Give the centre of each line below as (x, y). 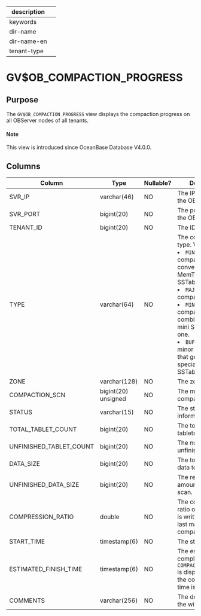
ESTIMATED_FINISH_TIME (46, 569)
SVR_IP (19, 197)
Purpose (22, 100)
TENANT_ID (26, 228)
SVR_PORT (25, 214)
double (109, 517)
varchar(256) (119, 600)
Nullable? (158, 183)
